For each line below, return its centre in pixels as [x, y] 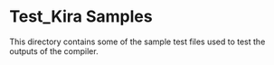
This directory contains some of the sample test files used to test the [137, 42]
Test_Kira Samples [81, 17]
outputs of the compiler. [54, 51]
